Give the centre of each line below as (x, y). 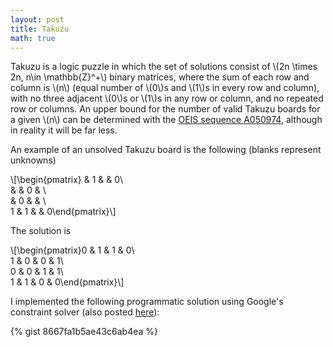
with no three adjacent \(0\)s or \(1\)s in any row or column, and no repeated (167, 98)
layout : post (37, 19)
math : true (33, 38)
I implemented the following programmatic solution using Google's (147, 302)
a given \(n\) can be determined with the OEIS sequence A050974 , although (166, 120)
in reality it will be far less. (64, 130)
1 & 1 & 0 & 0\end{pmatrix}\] (67, 282)
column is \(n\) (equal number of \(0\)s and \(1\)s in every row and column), (165, 88)
